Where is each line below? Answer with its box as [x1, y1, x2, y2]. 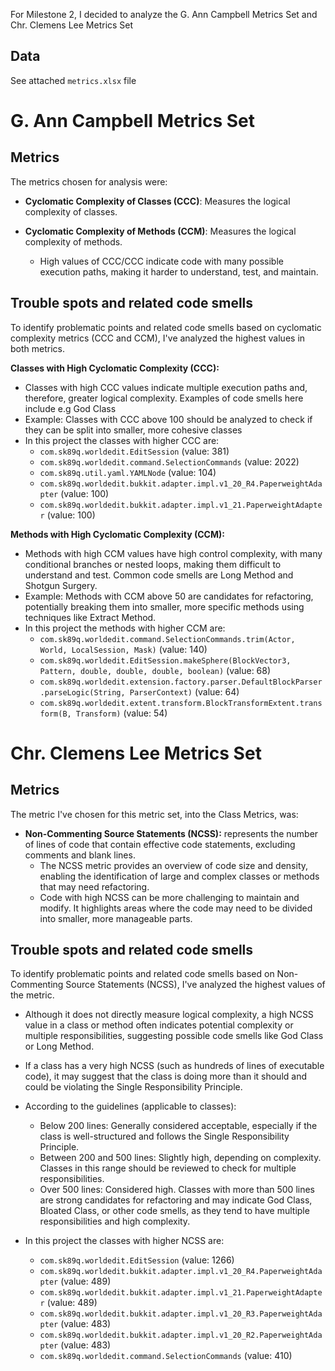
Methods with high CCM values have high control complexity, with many [24, 547, 323, 559]
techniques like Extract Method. [24, 611, 157, 623]
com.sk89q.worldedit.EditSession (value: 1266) [39, 1254, 235, 1266]
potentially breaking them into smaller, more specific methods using [24, 600, 305, 613]
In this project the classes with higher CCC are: [24, 434, 220, 446]
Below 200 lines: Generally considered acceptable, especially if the [39, 1120, 318, 1132]
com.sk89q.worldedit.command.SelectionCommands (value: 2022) [39, 455, 300, 468]
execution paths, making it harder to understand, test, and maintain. [39, 265, 319, 278]
